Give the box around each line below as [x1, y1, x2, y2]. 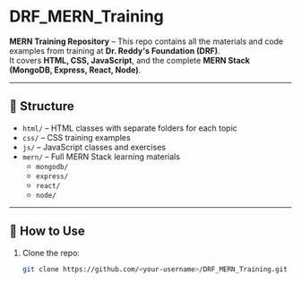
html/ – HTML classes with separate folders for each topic [21, 123, 237, 133]
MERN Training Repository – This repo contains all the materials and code [9, 36, 284, 47]
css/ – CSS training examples [21, 132, 132, 142]
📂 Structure [9, 99, 74, 114]
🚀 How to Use [9, 224, 85, 239]
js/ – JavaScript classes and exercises [21, 141, 167, 152]
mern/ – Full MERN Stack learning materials [21, 150, 181, 162]
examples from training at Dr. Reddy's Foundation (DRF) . [9, 45, 221, 56]
